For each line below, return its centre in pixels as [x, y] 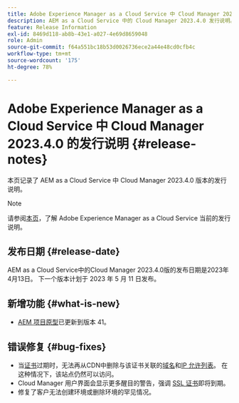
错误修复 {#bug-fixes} [57, 347]
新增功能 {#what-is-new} [64, 303]
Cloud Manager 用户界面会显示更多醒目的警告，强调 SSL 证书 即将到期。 [123, 383]
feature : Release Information [52, 27]
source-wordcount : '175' [44, 61]
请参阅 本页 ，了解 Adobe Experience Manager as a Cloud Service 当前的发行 [119, 218]
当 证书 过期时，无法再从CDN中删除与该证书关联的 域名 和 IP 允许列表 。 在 [123, 365]
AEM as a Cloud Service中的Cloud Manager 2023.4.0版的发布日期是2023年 [118, 270]
